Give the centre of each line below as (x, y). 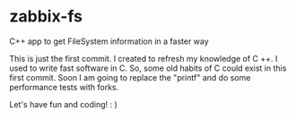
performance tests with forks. (64, 87)
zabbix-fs (46, 17)
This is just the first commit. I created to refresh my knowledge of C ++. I (144, 58)
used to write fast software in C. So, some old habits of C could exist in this (148, 68)
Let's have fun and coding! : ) (64, 104)
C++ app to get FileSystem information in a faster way (109, 41)
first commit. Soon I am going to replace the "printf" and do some (130, 77)
